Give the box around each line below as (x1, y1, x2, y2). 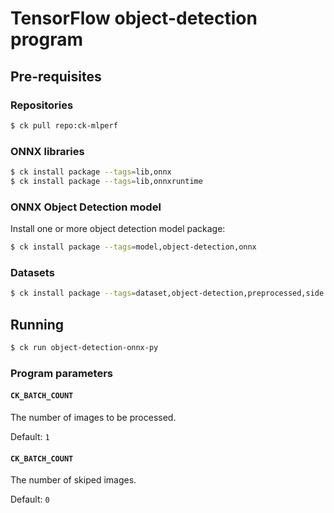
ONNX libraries (10, 144, 85, 158)
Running (10, 316, 65, 333)
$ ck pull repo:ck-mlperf (10, 120, 118, 131)
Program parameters (10, 366, 113, 380)
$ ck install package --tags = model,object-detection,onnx (10, 242, 257, 252)
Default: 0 (10, 493, 50, 506)
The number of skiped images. (10, 474, 137, 486)
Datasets (10, 265, 55, 279)
